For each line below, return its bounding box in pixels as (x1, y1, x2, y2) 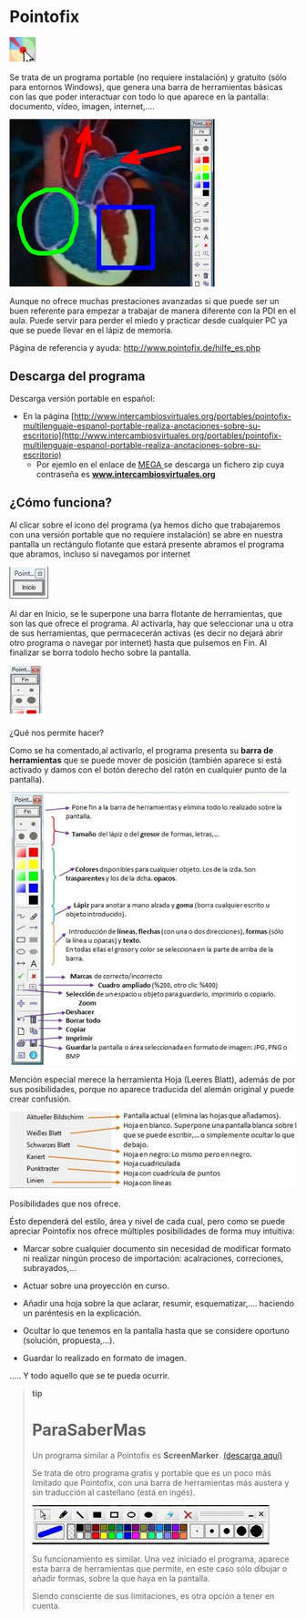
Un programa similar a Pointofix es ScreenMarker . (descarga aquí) (31, 1450, 283, 1460)
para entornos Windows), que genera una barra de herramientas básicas (9, 81, 283, 92)
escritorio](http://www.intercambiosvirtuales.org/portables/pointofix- (22, 430, 282, 441)
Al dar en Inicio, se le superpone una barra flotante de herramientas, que (9, 608, 282, 619)
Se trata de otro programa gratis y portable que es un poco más (31, 1467, 271, 1478)
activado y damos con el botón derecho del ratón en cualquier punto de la (9, 763, 287, 775)
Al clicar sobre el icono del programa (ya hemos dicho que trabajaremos (9, 519, 280, 530)
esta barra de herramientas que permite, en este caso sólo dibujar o (31, 1563, 288, 1573)
